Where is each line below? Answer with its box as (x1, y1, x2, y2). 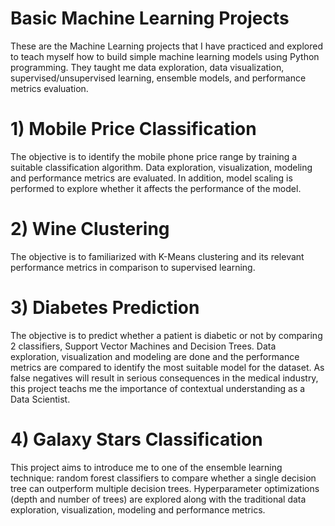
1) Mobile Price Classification (10, 118, 257, 141)
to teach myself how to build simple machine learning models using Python (10, 50, 320, 62)
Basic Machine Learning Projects (10, 7, 290, 30)
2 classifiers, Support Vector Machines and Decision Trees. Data (10, 340, 277, 352)
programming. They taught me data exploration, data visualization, (10, 61, 285, 73)
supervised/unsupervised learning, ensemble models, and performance (10, 72, 307, 84)
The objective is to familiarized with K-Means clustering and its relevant (10, 250, 305, 262)
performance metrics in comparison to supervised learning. (10, 261, 256, 273)
